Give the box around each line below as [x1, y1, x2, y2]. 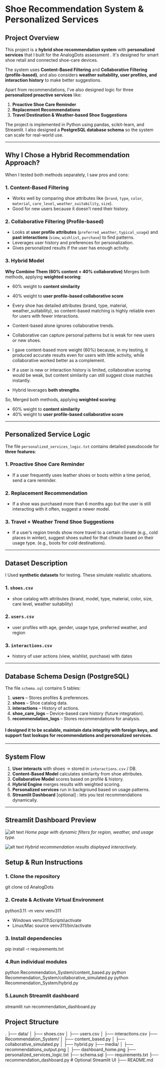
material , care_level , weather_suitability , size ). [12, 201, 113, 207]
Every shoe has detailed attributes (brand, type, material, [12, 302, 128, 308]
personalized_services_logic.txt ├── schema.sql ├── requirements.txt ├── [5, 1052, 159, 1058]
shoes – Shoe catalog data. [12, 700, 68, 706]
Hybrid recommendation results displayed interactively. [25, 844, 137, 849]
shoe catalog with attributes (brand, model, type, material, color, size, [12, 595, 153, 601]
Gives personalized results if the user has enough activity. [12, 245, 130, 251]
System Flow [5, 752, 46, 761]
